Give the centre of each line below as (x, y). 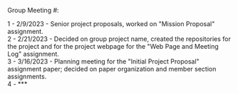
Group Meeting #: (33, 10)
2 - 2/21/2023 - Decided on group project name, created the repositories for (119, 39)
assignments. (27, 76)
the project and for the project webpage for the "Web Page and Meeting (113, 46)
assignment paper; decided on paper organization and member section (112, 69)
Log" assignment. (33, 54)
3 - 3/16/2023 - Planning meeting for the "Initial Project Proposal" (103, 61)
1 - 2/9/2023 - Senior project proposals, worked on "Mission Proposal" (111, 24)
